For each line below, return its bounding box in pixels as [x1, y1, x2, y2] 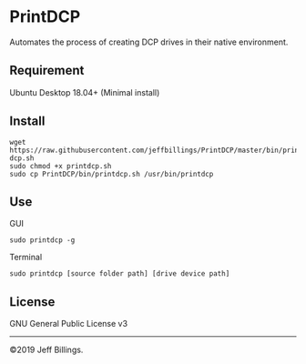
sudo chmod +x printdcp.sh [9, 161, 112, 170]
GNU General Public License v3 [9, 318, 128, 329]
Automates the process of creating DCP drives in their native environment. [9, 36, 289, 47]
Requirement [9, 63, 85, 78]
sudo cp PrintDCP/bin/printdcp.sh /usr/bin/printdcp [9, 169, 214, 178]
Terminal [9, 252, 43, 263]
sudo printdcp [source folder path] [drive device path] [9, 269, 230, 278]
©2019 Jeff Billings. [9, 344, 84, 356]
